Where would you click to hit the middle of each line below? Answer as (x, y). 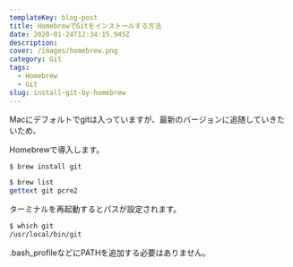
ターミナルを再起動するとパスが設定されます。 (95, 209)
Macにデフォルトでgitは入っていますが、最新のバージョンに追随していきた (147, 119)
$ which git (31, 226)
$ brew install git (46, 167)
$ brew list (31, 183)
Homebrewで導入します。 (57, 150)
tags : (19, 68)
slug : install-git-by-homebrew (68, 92)
